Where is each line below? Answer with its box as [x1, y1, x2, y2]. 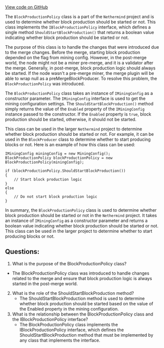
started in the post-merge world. [12, 281, 78, 286]
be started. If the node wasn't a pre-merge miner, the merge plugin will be [5, 70, 154, 76]
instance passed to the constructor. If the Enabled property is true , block [5, 111, 152, 117]
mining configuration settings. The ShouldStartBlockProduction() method [5, 101, 154, 106]
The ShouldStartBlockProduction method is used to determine [19, 295, 145, 301]
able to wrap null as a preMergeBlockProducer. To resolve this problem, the [5, 76, 158, 81]
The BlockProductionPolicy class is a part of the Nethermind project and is [5, 14, 154, 19]
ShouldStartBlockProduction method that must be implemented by [19, 332, 153, 338]
